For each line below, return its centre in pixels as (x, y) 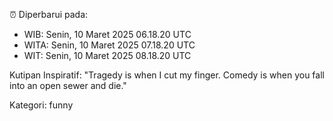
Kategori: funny (41, 105)
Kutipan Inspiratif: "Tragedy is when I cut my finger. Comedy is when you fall (167, 75)
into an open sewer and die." (68, 85)
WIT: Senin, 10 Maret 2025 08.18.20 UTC (107, 55)
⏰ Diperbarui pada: (49, 14)
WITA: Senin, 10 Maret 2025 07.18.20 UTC (109, 45)
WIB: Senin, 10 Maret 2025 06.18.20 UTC (107, 34)
